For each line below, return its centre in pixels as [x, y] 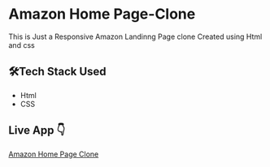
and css [22, 45]
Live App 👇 [37, 131]
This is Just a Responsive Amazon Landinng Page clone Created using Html [135, 36]
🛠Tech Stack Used [58, 72]
